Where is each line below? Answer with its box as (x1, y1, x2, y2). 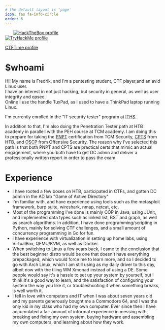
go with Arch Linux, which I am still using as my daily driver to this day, (12, 262, 156, 267)
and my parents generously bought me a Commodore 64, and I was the (12, 298, 158, 304)
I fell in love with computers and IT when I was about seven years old (12, 293, 153, 299)
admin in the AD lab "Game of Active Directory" (12, 194, 109, 199)
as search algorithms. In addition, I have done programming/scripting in (12, 220, 158, 226)
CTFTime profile (5, 45, 38, 51)
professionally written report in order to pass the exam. (5, 155, 117, 161)
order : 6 (5, 16, 23, 21)
